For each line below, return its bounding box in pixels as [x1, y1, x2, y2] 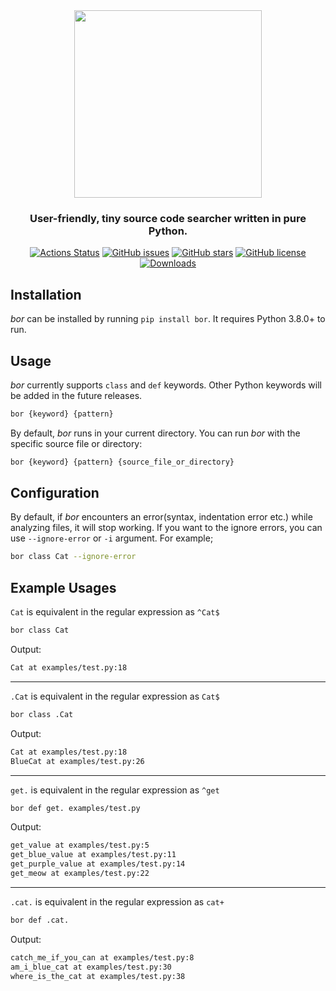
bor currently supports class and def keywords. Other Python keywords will [10, 379, 322, 391]
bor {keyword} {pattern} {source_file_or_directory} [10, 457, 235, 467]
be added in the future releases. [10, 389, 143, 401]
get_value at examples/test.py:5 [10, 840, 150, 851]
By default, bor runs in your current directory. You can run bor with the [10, 427, 301, 439]
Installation [10, 286, 82, 303]
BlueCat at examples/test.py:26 [10, 756, 145, 766]
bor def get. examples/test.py [10, 803, 141, 813]
